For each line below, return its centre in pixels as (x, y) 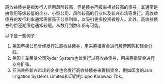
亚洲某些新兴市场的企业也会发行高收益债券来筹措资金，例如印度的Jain (82, 70)
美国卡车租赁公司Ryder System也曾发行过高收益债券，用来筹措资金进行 (83, 58)
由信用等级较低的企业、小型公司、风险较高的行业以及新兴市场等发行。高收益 (81, 13)
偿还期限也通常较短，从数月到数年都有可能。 (58, 25)
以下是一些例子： (22, 36)
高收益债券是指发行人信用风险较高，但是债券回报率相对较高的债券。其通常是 (81, 7)
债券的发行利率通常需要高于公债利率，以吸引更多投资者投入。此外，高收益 (79, 19)
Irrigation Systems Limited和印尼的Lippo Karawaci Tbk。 (69, 76)
